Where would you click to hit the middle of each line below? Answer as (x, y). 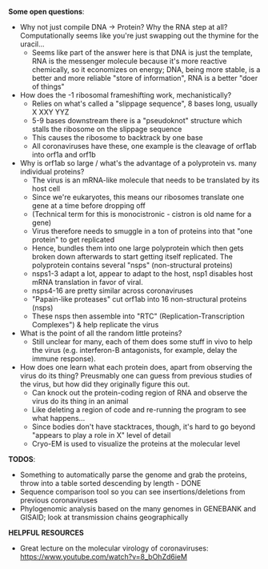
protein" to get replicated (73, 240)
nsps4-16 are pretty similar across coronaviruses (112, 291)
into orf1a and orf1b (64, 154)
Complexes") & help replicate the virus (95, 325)
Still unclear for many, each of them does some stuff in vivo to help (142, 342)
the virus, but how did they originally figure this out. (105, 384)
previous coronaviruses (59, 500)
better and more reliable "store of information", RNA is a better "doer (145, 78)
